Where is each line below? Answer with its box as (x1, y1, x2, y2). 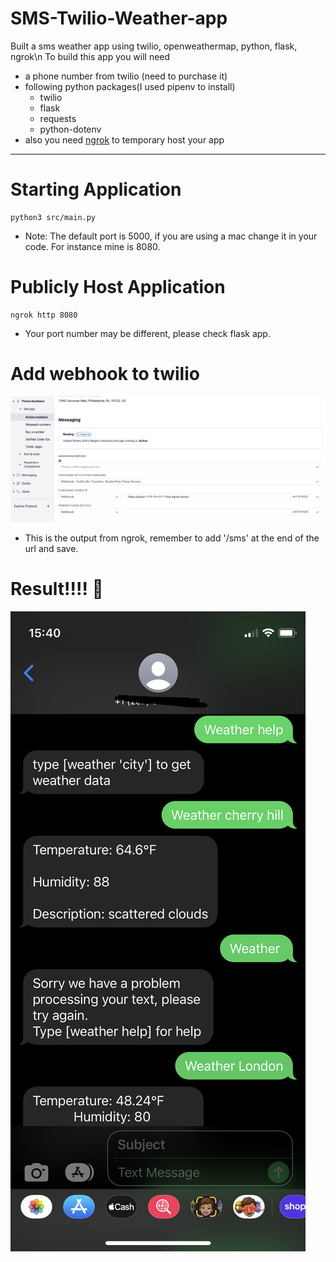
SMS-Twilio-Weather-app (10, 7, 228, 30)
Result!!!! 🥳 (10, 578, 104, 601)
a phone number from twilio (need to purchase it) (24, 70, 228, 82)
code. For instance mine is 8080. (24, 240, 161, 252)
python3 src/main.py (10, 212, 97, 222)
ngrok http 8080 (10, 310, 78, 320)
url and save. (24, 543, 79, 555)
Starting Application (10, 178, 182, 201)
